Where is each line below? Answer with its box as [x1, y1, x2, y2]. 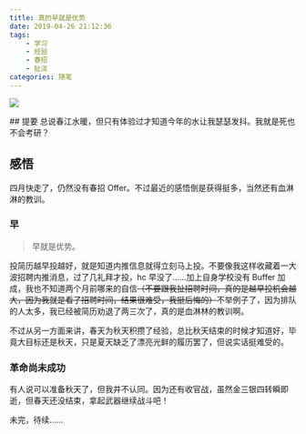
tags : [9, 30, 30, 39]
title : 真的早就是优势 [9, 13, 87, 23]
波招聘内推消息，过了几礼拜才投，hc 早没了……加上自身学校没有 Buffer [9, 271, 276, 282]
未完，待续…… [9, 415, 64, 426]
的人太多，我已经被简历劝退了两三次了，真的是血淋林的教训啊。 [9, 306, 249, 317]
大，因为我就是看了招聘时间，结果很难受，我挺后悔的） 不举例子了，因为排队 [9, 294, 297, 305]
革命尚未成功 [9, 361, 66, 374]
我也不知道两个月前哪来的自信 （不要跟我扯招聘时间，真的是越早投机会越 [25, 283, 297, 294]
